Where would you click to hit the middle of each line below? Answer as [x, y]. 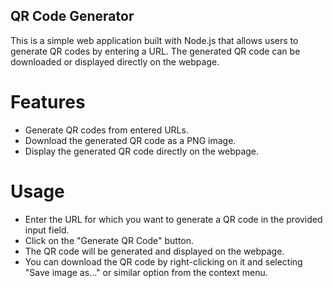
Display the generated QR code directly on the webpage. [142, 151]
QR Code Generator [72, 16]
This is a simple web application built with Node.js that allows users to [154, 40]
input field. [47, 230]
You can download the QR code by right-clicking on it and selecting [163, 261]
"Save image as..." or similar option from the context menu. [146, 272]
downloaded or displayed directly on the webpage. [115, 61]
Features [48, 102]
